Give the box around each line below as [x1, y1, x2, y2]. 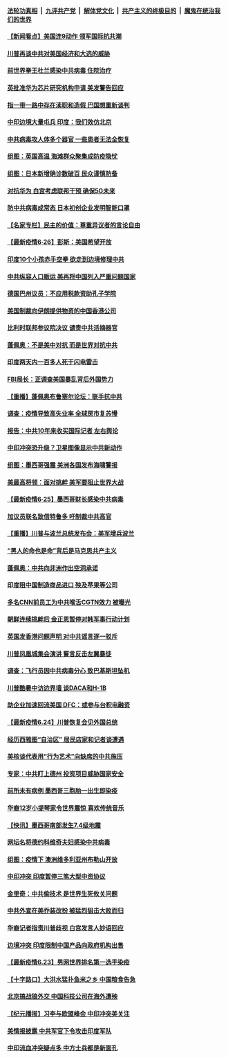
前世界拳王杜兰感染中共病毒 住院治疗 [7, 67, 112, 75]
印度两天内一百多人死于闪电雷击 [7, 358, 98, 367]
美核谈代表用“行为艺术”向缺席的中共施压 [7, 752, 123, 761]
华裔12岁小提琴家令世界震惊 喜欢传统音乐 [7, 804, 124, 812]
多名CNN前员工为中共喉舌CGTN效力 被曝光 [7, 598, 131, 606]
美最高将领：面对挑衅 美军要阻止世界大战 [7, 478, 124, 486]
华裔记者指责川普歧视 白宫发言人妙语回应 [7, 924, 124, 932]
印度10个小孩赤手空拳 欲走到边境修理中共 [7, 255, 124, 263]
